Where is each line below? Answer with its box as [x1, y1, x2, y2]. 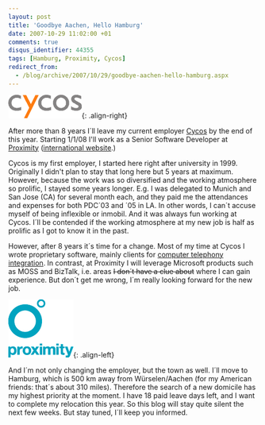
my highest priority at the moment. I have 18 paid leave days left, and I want [8, 390, 255, 400]
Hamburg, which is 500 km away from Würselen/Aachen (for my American [8, 373, 252, 383]
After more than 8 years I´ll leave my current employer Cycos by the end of [8, 126, 253, 135]
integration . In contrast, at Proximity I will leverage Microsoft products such [8, 258, 254, 268]
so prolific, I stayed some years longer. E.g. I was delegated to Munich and [8, 184, 252, 193]
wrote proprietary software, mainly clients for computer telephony [8, 249, 224, 259]
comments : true [8, 38, 59, 46]
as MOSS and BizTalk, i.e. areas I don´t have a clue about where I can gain [8, 266, 251, 276]
